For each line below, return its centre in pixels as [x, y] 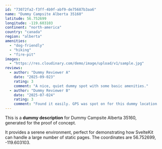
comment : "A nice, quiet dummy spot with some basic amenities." [81, 86]
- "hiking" [20, 50]
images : [13, 59]
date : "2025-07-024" [34, 95]
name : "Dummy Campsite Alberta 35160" [44, 14]
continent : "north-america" [33, 28]
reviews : [14, 68]
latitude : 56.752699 [26, 18]
